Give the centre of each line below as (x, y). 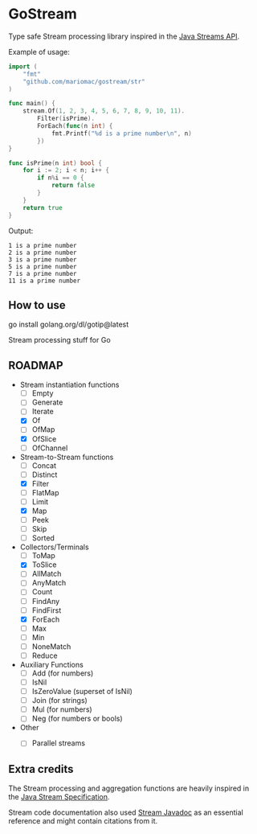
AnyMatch (49, 583)
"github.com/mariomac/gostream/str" (84, 81)
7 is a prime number (43, 273)
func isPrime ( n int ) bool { (55, 163)
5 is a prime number (43, 266)
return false (73, 186)
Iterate (43, 412)
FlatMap (45, 492)
